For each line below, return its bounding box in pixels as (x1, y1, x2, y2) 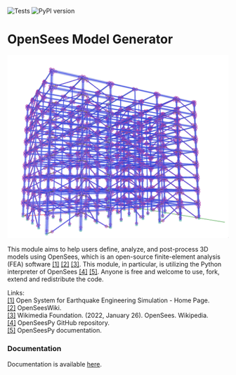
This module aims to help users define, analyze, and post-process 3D (7, 245, 209, 254)
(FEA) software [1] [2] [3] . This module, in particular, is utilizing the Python (7, 260, 222, 269)
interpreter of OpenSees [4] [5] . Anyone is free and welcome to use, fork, (7, 268, 220, 276)
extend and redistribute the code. (7, 275, 104, 283)
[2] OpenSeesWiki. (7, 304, 62, 312)
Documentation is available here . (7, 359, 102, 368)
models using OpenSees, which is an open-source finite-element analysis (7, 252, 221, 261)
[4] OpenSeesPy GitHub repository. (7, 319, 110, 327)
